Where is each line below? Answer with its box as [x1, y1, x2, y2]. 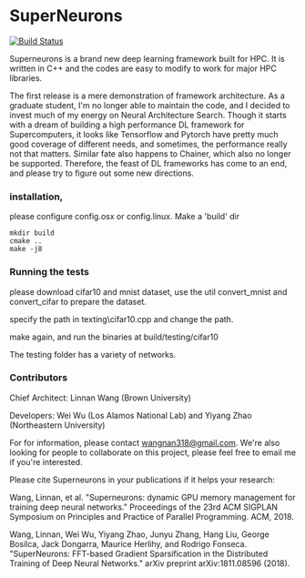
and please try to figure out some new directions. [9, 167, 194, 178]
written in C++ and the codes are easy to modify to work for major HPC [9, 63, 278, 74]
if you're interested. [9, 456, 84, 467]
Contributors [9, 371, 68, 384]
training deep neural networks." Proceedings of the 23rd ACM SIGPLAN [9, 502, 279, 512]
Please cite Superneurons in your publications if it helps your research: [9, 474, 276, 485]
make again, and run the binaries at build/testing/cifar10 [9, 331, 219, 342]
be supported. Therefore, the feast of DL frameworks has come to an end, [9, 157, 288, 168]
